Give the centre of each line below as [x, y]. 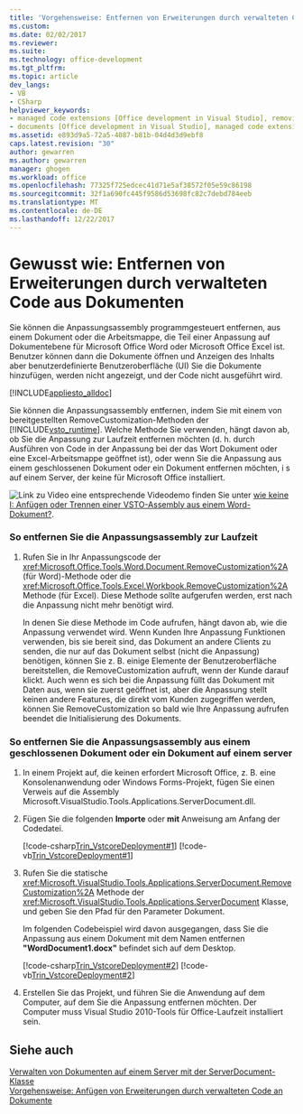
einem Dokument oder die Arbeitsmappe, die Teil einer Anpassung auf [140, 337]
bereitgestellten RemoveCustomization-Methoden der [109, 420]
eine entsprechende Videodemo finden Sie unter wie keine [180, 495]
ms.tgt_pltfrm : [38, 69]
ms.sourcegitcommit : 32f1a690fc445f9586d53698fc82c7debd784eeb [131, 194]
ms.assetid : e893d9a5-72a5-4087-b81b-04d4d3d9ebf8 [106, 135]
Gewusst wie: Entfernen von [117, 264]
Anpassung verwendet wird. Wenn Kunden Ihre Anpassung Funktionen [154, 632]
